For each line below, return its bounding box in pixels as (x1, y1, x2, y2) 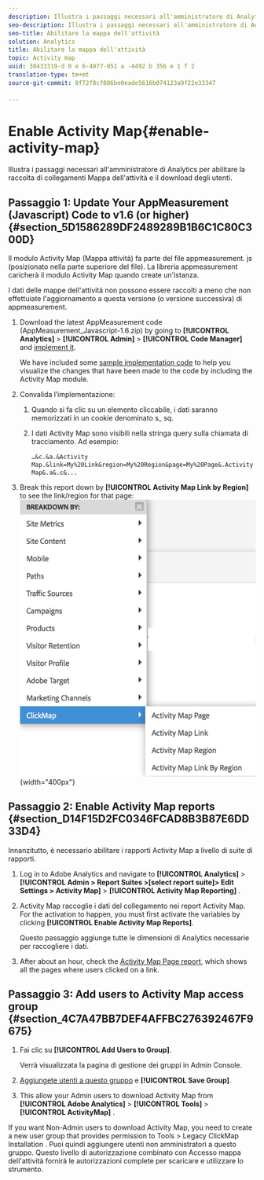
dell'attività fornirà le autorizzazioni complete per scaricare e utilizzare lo (8, 1156, 244, 1166)
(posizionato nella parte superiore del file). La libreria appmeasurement (8, 262, 238, 271)
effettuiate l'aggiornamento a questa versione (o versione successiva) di (8, 294, 243, 303)
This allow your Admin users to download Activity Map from (19, 1091, 214, 1101)
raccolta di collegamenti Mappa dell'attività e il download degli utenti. (8, 173, 233, 182)
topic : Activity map (8, 54, 76, 62)
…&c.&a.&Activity (31, 453, 89, 461)
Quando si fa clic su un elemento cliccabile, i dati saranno (31, 405, 218, 414)
